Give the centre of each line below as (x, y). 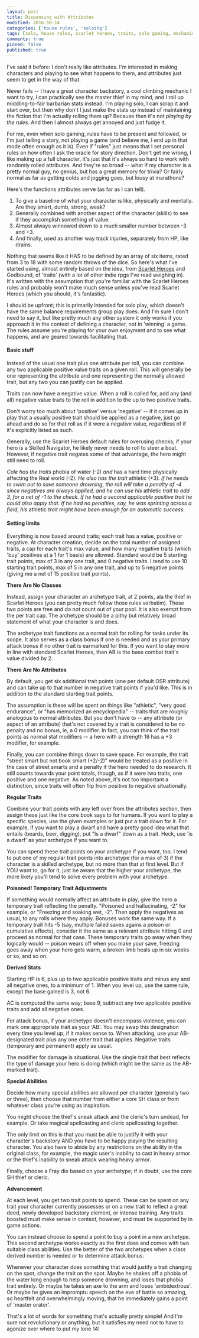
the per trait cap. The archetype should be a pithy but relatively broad (91, 616)
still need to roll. (26, 460)
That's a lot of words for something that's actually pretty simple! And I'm (94, 1316)
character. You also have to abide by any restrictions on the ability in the (94, 1147)
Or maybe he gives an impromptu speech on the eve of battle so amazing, (97, 1292)
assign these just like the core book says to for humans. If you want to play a (100, 815)
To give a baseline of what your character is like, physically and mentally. (104, 200)
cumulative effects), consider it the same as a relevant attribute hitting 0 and (99, 931)
